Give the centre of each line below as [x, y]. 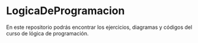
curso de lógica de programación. [47, 33]
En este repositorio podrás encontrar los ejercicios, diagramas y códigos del [99, 27]
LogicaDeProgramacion [66, 11]
